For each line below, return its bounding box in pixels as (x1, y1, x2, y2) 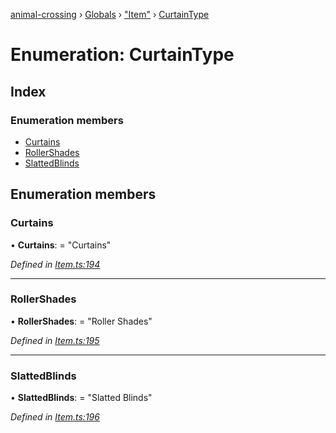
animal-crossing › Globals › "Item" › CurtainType (10, 9, 210, 20)
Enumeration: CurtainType (10, 44, 235, 66)
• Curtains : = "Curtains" (10, 239, 112, 251)
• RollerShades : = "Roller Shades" (10, 315, 153, 327)
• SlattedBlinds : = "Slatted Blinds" (10, 392, 153, 404)
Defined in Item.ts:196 (10, 411, 100, 423)
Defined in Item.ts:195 (10, 334, 100, 346)
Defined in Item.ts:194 (10, 258, 101, 270)
